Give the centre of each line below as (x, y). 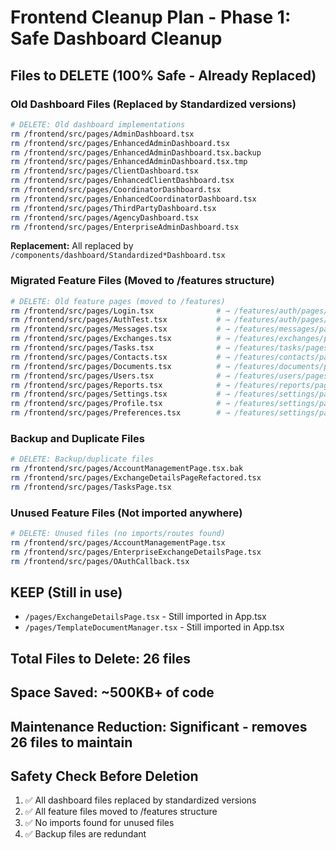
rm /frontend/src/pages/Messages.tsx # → (120, 329)
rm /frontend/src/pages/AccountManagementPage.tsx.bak (127, 469)
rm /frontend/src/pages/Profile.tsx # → (120, 404)
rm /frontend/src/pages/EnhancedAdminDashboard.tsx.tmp (129, 162)
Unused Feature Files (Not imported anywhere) (126, 513)
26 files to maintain (71, 742)
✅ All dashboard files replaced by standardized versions (140, 800)
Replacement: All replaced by (72, 246)
